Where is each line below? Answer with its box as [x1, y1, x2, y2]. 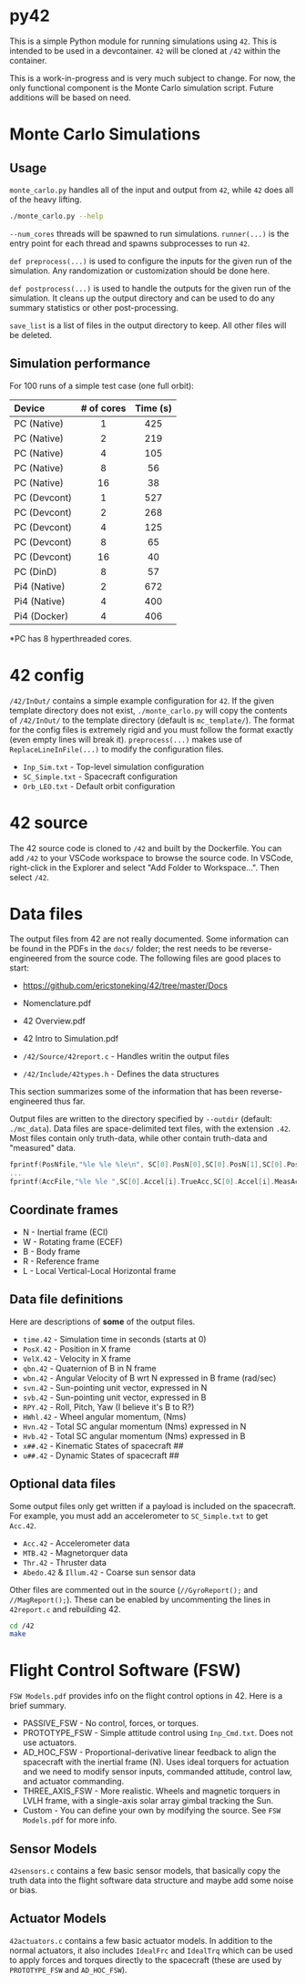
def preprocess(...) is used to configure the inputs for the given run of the [9, 255, 292, 266]
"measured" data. [9, 1143, 76, 1154]
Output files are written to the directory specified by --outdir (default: [9, 1114, 273, 1125]
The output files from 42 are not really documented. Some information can [9, 933, 289, 944]
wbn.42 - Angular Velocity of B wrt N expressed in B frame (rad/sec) [22, 1372, 277, 1383]
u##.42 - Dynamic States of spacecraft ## [22, 1450, 179, 1461]
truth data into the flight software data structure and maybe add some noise [9, 1875, 294, 1886]
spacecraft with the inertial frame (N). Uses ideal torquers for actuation [22, 1756, 290, 1768]
